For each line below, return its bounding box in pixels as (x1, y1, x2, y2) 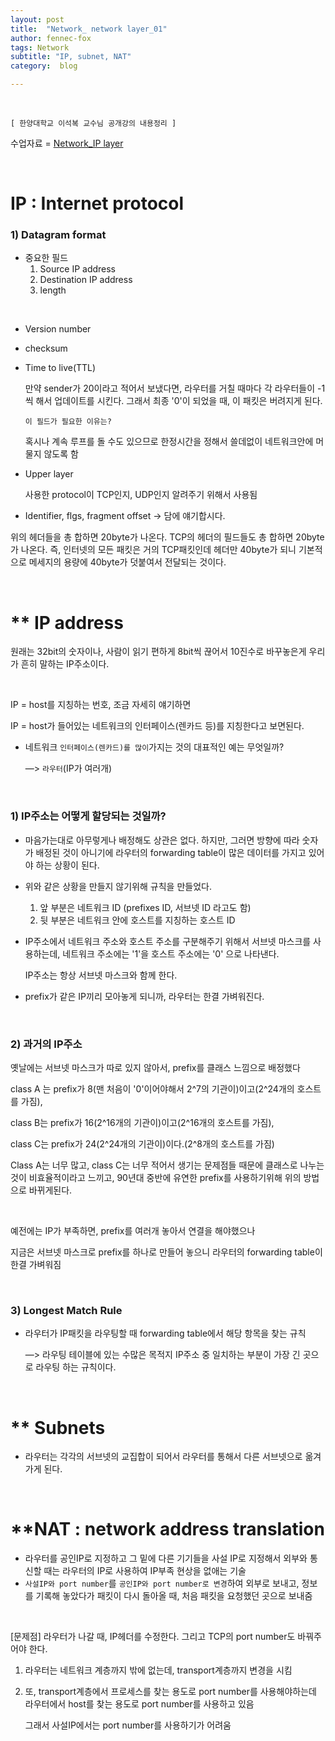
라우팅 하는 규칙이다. (35, 1361, 117, 1373)
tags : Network (10, 42, 70, 53)
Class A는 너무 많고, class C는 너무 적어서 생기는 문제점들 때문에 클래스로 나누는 (10, 1159, 325, 1171)
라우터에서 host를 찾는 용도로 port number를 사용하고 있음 (24, 1698, 255, 1710)
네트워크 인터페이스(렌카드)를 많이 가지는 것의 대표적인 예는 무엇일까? (24, 741, 285, 753)
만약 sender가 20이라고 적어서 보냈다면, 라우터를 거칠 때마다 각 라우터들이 (24, 382, 316, 395)
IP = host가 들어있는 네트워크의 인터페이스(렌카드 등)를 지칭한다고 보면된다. (10, 720, 305, 732)
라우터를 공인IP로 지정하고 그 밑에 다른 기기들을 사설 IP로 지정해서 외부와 (24, 1552, 308, 1565)
